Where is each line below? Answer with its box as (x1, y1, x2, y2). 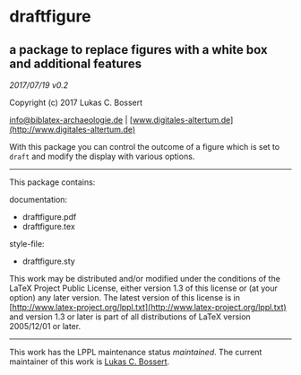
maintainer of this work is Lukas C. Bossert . (9, 356, 170, 367)
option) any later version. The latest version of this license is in (9, 292, 240, 302)
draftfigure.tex (21, 222, 76, 231)
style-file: (9, 239, 45, 249)
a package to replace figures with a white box (9, 42, 268, 57)
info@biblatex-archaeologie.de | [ (9, 115, 133, 125)
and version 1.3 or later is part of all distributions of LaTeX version (9, 311, 251, 322)
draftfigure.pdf (21, 212, 77, 222)
